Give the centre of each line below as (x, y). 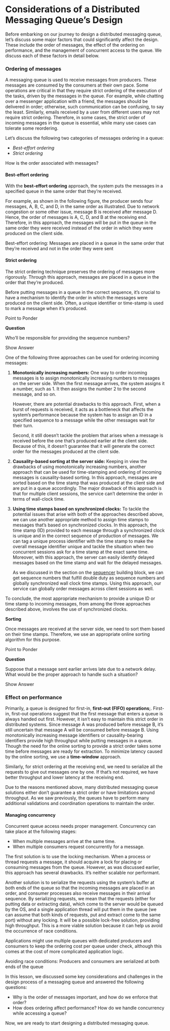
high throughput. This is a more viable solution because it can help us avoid (84, 926)
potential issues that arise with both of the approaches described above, (88, 514)
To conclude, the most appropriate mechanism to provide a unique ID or (80, 598)
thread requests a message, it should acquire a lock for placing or (74, 862)
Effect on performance (34, 697)
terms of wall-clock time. (38, 499)
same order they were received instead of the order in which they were (79, 228)
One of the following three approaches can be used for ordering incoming (82, 357)
